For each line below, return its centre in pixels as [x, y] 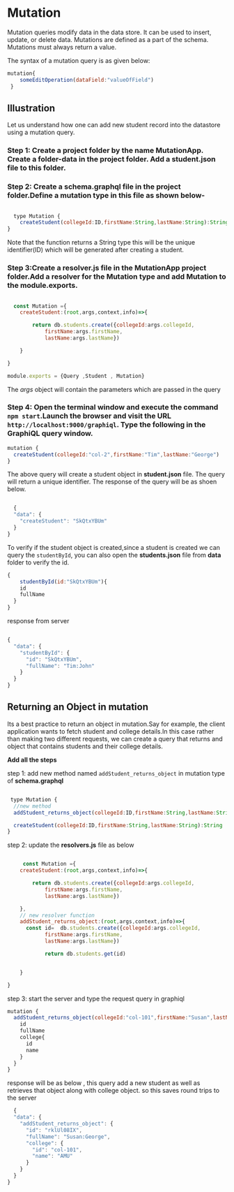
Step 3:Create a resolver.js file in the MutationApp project [107, 268]
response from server [38, 621]
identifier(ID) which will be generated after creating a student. [96, 250]
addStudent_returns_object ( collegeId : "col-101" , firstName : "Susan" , [114, 1018]
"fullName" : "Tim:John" [60, 666]
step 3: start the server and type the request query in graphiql [96, 998]
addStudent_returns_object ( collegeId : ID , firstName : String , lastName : [115, 813]
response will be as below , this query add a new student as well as [104, 1083]
